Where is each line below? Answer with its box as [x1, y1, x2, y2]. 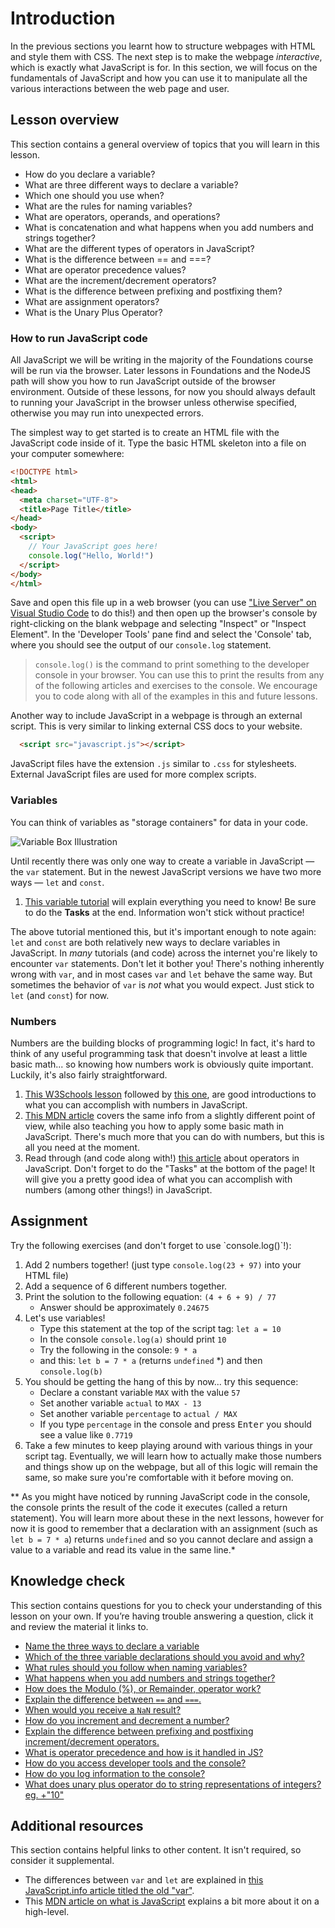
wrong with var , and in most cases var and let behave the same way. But [10, 968, 313, 980]
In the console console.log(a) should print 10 [39, 1333, 227, 1345]
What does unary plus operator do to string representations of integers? [24, 1778, 322, 1790]
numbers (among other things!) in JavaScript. [24, 1183, 213, 1196]
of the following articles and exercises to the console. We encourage [34, 680, 318, 692]
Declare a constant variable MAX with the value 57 [39, 1386, 241, 1398]
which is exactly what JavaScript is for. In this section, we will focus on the [10, 61, 318, 73]
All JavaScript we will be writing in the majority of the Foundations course [10, 354, 314, 366]
